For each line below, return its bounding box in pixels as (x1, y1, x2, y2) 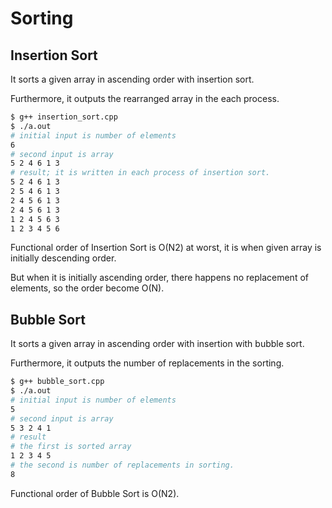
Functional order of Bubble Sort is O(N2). (10, 487, 180, 499)
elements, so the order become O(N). (10, 282, 165, 294)
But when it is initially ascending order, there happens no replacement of (10, 272, 309, 284)
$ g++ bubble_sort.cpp (10, 377, 105, 387)
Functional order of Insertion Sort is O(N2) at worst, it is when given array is (10, 242, 322, 254)
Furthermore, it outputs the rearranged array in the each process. (10, 93, 280, 104)
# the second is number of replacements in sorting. (10, 460, 235, 471)
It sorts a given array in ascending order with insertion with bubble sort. (10, 338, 305, 350)
